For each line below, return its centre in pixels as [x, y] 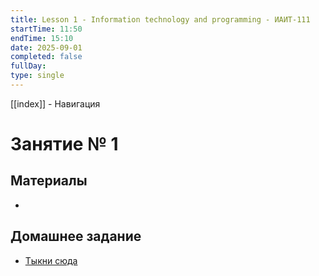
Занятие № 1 [64, 144]
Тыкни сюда [51, 260]
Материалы [49, 181]
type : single [37, 76]
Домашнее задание [76, 236]
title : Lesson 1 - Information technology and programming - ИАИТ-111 [160, 19]
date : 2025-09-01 [46, 47]
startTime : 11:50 [46, 29]
